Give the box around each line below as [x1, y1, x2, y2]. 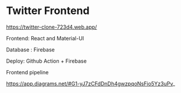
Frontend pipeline [6, 68, 49, 75]
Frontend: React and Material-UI [6, 35, 84, 42]
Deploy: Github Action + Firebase [6, 57, 87, 64]
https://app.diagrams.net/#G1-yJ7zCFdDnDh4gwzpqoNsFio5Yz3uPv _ [6, 80, 176, 87]
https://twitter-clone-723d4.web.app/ [6, 23, 97, 30]
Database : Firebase [6, 46, 55, 53]
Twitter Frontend [6, 4, 90, 18]
